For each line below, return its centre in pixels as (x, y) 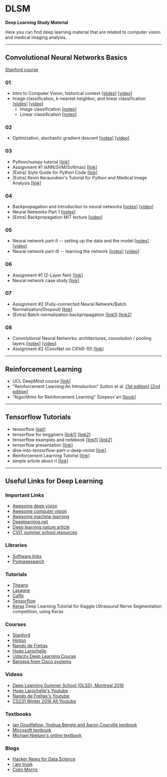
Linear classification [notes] (48, 114)
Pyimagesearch (28, 561)
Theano (20, 585)
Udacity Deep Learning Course (44, 656)
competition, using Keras (38, 612)
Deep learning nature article (41, 527)
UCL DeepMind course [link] (42, 381)
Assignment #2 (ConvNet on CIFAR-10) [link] (58, 349)
